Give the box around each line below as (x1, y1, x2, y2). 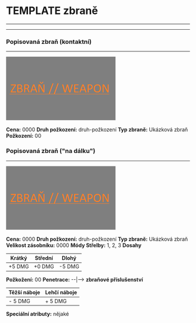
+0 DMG (34, 263, 54, 270)
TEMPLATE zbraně (6, 4, 98, 18)
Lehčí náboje (45, 289, 78, 296)
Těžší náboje (8, 289, 41, 296)
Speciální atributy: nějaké (6, 311, 69, 318)
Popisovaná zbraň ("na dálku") (6, 147, 96, 155)
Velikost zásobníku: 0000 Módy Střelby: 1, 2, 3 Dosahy (6, 241, 142, 249)
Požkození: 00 (6, 133, 42, 140)
